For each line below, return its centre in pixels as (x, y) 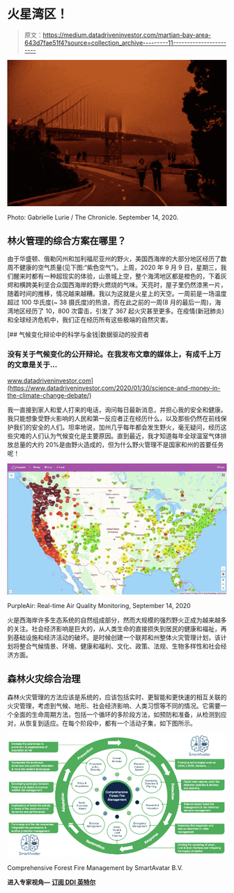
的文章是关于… (32, 365)
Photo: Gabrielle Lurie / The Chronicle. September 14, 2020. (93, 217)
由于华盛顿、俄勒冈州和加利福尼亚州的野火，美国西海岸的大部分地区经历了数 (117, 259)
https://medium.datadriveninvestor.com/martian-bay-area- (127, 35)
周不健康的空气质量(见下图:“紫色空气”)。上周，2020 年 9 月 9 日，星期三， (114, 267)
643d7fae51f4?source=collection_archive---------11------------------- (125, 42)
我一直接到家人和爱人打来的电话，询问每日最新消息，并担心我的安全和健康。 (117, 410)
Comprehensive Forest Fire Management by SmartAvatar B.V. (95, 868)
